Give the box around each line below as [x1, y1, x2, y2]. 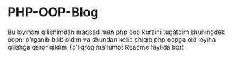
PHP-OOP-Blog [7, 4, 99, 21]
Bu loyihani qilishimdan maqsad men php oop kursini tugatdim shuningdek [7, 28, 226, 36]
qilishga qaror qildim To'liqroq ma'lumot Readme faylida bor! [7, 42, 184, 51]
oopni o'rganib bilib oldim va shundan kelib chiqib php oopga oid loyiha [7, 35, 216, 43]
